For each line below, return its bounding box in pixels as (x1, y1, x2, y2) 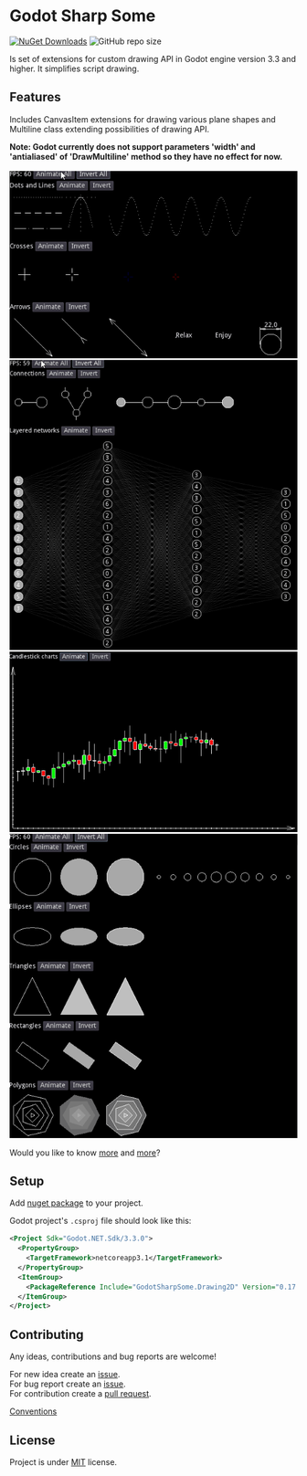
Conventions (9, 1406, 58, 1417)
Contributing (9, 1326, 84, 1343)
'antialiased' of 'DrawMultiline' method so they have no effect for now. (9, 151, 283, 162)
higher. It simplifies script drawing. (9, 63, 140, 74)
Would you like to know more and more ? (9, 1147, 161, 1158)
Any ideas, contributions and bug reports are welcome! (9, 1351, 217, 1362)
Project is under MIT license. (9, 1456, 117, 1467)
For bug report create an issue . (9, 1378, 126, 1389)
